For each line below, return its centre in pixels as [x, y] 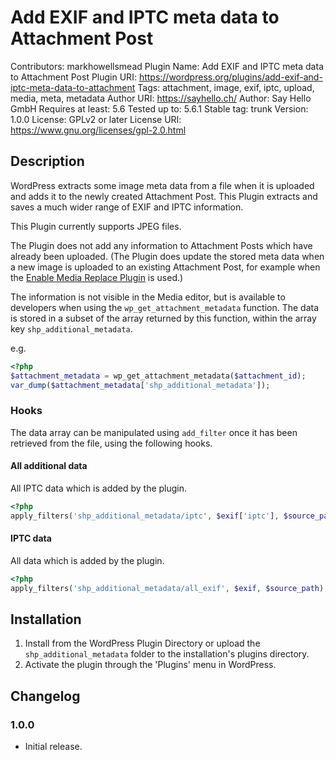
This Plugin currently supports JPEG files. [96, 226]
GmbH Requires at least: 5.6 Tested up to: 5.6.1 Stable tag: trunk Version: [159, 108]
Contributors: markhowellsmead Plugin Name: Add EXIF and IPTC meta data [167, 66]
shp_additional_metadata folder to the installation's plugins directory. [167, 654]
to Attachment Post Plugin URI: [73, 77]
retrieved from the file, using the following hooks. [111, 443]
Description [47, 161]
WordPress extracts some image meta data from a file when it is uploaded [162, 185]
